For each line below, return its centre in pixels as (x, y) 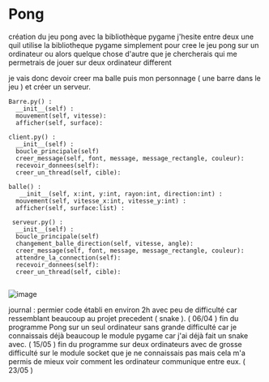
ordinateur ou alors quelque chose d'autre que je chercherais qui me (123, 54)
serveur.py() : (37, 222)
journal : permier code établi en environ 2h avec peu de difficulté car (123, 310)
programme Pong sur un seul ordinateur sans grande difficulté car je (123, 327)
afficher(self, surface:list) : (70, 208)
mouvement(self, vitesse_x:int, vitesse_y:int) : (101, 201)
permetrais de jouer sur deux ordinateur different (90, 62)
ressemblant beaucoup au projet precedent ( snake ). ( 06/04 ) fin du (124, 318)
